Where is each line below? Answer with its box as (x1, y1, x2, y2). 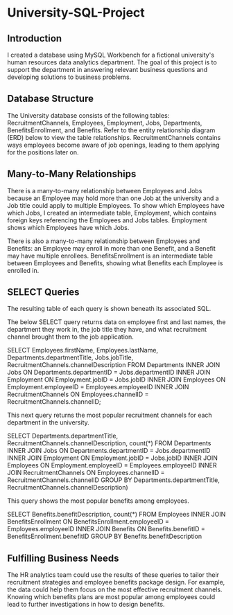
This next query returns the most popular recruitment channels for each (7, 411, 213, 420)
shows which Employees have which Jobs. (7, 223, 130, 231)
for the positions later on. (7, 148, 79, 157)
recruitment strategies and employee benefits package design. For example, (7, 578, 225, 587)
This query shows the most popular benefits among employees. (7, 497, 189, 505)
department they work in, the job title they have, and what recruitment (7, 326, 207, 334)
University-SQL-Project (7, 5, 146, 21)
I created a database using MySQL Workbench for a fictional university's (7, 51, 215, 59)
